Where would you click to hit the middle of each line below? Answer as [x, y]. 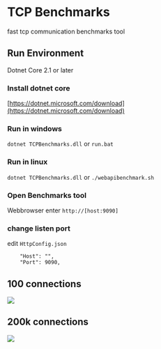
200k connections [48, 322]
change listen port [39, 228]
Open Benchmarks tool [47, 195]
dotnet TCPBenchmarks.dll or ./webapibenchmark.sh [81, 177]
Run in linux [28, 162]
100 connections [44, 284]
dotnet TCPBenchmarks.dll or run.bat [60, 144]
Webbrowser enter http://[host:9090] [63, 210]
